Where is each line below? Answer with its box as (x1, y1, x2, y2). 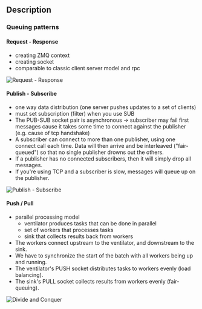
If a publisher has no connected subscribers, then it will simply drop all (15, 154, 192, 162)
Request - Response (6, 38, 59, 45)
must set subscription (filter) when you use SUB (15, 110, 135, 117)
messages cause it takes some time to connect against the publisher (15, 122, 186, 130)
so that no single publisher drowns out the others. (40, 148, 165, 156)
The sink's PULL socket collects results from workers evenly (15, 277, 166, 285)
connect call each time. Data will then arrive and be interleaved (15, 142, 172, 149)
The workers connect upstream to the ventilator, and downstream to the (15, 239, 195, 246)
